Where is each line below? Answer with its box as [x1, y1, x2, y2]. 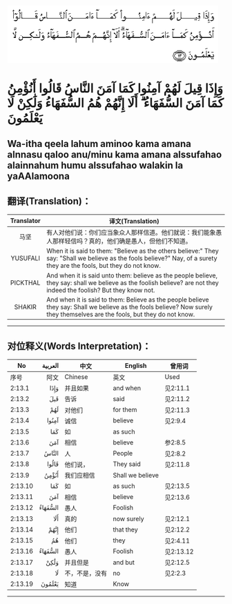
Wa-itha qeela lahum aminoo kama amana [7, 137, 191, 150]
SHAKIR [14, 302, 37, 311]
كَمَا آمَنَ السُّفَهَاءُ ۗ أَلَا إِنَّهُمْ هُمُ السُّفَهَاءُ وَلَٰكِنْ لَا [7, 95, 224, 111]
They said [113, 460, 141, 468]
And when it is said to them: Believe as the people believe [46, 295, 209, 304]
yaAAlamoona [7, 170, 70, 182]
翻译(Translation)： [7, 195, 92, 207]
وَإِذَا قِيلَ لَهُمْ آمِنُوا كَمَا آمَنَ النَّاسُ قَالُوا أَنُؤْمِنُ [7, 81, 223, 97]
